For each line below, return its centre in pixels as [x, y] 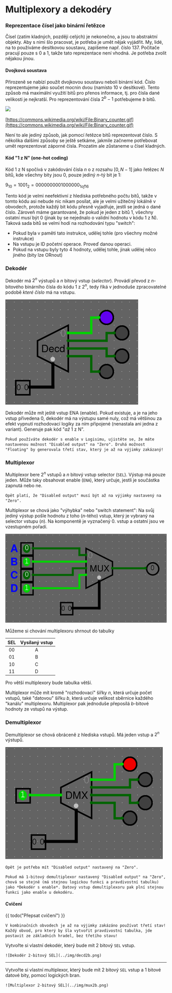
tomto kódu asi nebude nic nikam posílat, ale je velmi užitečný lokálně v [81, 201]
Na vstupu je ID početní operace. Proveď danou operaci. [72, 244]
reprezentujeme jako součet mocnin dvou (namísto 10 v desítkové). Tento [82, 87]
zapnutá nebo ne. [24, 485]
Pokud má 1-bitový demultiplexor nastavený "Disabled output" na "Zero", [86, 877]
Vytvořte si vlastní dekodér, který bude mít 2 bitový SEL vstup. [70, 945]
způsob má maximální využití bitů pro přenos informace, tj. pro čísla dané [83, 93]
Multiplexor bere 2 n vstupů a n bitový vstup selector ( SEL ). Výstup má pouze [85, 474]
